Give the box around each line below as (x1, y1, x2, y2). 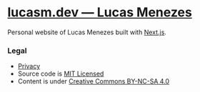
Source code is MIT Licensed (17, 69, 104, 78)
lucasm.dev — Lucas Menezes (7, 4, 193, 21)
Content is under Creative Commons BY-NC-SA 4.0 (17, 77, 170, 86)
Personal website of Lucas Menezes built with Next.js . (7, 28, 166, 36)
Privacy (17, 62, 41, 71)
